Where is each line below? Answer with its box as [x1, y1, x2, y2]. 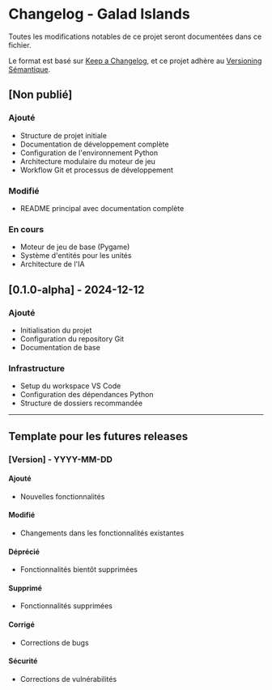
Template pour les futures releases [8, 430, 189, 443]
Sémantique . [8, 64, 51, 74]
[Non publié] [8, 88, 73, 102]
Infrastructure [8, 362, 66, 374]
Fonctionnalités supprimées [19, 601, 113, 611]
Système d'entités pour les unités [19, 251, 132, 260]
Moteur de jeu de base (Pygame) [19, 242, 130, 252]
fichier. [8, 40, 32, 49]
